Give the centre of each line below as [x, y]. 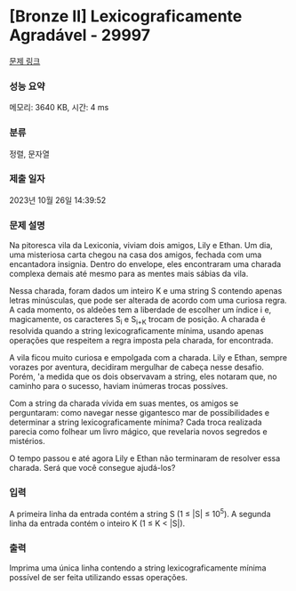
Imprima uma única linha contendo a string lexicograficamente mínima [138, 568]
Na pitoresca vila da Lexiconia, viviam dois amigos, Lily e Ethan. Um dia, [141, 246]
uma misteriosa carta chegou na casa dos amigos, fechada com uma [136, 255]
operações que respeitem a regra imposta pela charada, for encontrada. [141, 340]
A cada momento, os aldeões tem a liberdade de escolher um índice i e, [140, 310]
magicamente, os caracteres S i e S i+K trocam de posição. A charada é [137, 320]
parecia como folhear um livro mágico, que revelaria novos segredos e [139, 431]
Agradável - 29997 [80, 35]
